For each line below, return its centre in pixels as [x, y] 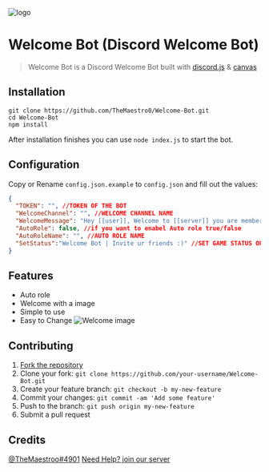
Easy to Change [46, 321]
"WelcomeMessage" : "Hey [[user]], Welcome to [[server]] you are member [139, 221]
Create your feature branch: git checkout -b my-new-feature [120, 389]
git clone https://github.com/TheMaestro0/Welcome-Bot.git [109, 111]
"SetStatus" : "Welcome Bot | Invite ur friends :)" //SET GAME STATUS [134, 243]
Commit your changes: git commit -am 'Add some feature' [118, 397]
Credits [27, 440]
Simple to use [42, 312]
